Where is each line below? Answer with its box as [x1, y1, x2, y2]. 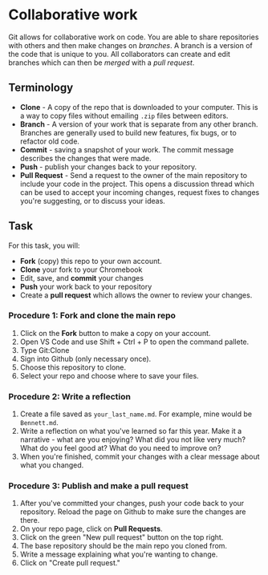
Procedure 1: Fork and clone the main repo [8, 310, 177, 322]
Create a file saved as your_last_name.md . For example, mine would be [19, 409, 253, 419]
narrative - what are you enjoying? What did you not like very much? [19, 435, 246, 444]
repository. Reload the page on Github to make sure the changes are [19, 507, 246, 516]
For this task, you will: [8, 241, 80, 250]
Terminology [8, 81, 74, 95]
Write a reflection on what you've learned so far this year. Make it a [19, 427, 242, 436]
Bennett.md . [19, 418, 59, 427]
